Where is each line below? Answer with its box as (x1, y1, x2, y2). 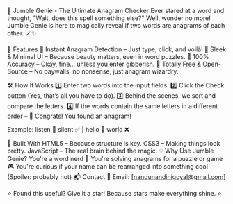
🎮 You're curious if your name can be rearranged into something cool (7, 162, 209, 170)
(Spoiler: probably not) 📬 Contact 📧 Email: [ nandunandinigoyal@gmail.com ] (7, 173, 226, 180)
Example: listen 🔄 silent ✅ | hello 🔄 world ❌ (7, 126, 130, 133)
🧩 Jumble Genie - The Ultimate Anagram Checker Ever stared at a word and (7, 7, 225, 15)
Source (7, 67, 28, 76)
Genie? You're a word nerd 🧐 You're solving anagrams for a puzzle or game (7, 155, 223, 162)
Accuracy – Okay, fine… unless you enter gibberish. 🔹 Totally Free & (7, 60, 202, 68)
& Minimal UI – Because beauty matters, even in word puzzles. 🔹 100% (7, 53, 209, 60)
